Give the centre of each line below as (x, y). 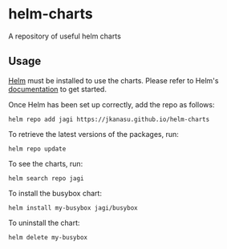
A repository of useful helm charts (65, 36)
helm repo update (37, 149)
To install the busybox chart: (55, 193)
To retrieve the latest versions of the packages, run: (93, 134)
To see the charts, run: (46, 163)
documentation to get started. (57, 89)
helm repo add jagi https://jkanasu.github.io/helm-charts (109, 119)
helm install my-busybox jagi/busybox (73, 208)
